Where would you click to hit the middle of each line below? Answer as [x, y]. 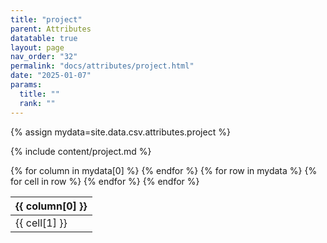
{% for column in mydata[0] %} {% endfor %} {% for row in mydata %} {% [164, 170]
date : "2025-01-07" [51, 76]
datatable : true [44, 38]
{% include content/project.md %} [81, 151]
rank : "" [37, 103]
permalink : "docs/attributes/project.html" [102, 66]
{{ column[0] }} [51, 206]
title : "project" [46, 19]
